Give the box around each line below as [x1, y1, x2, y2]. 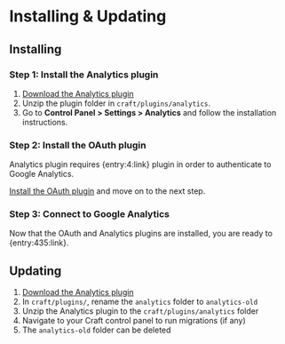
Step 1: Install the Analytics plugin [9, 68, 159, 81]
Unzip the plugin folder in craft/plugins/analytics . [21, 98, 211, 108]
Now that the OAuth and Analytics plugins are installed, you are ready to [9, 228, 273, 239]
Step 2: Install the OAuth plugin [9, 139, 146, 151]
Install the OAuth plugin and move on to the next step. [9, 186, 206, 196]
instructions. [21, 116, 68, 127]
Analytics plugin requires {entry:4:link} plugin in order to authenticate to [9, 159, 272, 170]
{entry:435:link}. [9, 237, 69, 248]
